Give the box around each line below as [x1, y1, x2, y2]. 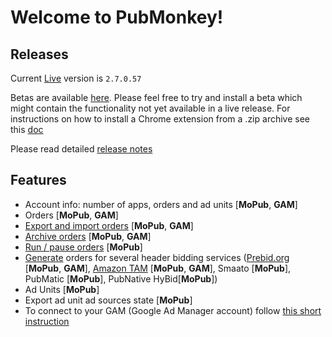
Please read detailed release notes [10, 143, 153, 155]
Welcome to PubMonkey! [10, 6, 224, 29]
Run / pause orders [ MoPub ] [24, 241, 143, 253]
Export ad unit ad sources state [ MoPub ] [24, 294, 193, 306]
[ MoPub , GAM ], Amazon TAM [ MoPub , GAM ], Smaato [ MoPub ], [24, 262, 292, 274]
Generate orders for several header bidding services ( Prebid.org [24, 251, 290, 263]
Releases [10, 46, 69, 63]
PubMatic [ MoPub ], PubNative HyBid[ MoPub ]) [24, 272, 218, 285]
